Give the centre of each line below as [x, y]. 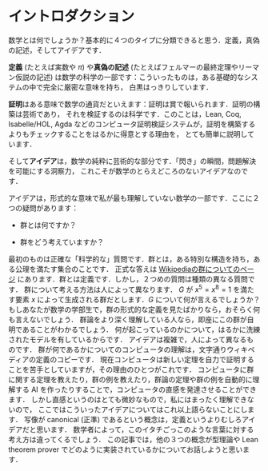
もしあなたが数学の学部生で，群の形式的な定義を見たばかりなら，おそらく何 [134, 309]
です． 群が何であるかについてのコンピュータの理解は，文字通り [121, 349]
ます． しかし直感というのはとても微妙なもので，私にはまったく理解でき [128, 399]
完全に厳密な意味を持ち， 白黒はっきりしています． [128, 87]
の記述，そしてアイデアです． [57, 50]
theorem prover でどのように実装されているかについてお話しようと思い [126, 449]
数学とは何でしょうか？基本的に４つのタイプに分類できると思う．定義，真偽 [134, 40]
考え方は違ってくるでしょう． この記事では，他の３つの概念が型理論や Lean [133, 439]
